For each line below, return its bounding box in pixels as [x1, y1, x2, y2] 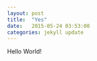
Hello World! [7, 47, 42, 56]
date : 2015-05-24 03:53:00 [7, 22, 90, 29]
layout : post [7, 9, 44, 17]
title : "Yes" [7, 16, 48, 23]
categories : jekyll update [7, 28, 84, 36]
